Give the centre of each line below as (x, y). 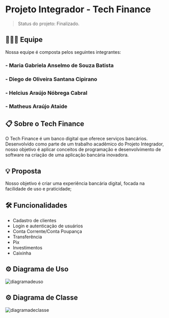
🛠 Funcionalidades (36, 206)
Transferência (27, 237)
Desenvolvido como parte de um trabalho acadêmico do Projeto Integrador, (85, 144)
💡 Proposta (23, 171)
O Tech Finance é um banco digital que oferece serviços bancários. (77, 139)
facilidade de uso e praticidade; (39, 189)
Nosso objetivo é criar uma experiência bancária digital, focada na (75, 183)
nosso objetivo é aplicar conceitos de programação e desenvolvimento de (83, 150)
